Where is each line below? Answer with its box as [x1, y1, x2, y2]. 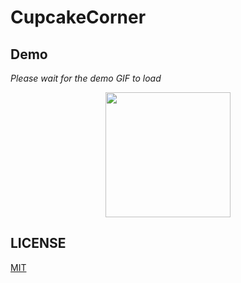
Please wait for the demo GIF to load [10, 72, 162, 84]
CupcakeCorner [10, 6, 147, 29]
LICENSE [10, 235, 67, 252]
